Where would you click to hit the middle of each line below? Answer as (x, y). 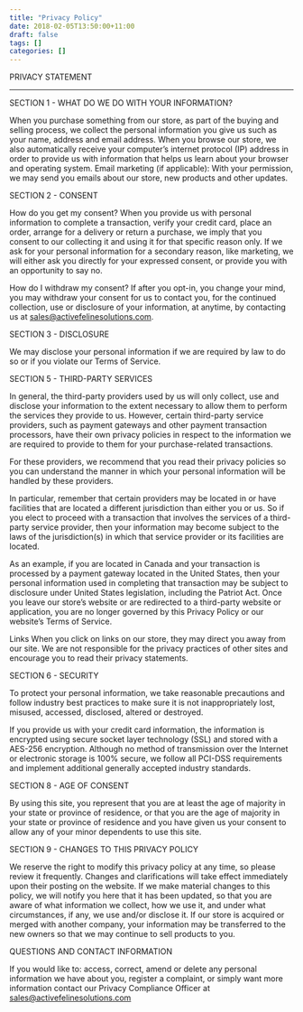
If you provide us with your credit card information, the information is (137, 730)
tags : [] (26, 43)
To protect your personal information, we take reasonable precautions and (147, 693)
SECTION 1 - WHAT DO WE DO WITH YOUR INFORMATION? (121, 103)
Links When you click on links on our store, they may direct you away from (148, 639)
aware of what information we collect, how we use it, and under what (138, 905)
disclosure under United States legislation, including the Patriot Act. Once (146, 593)
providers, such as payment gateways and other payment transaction (138, 425)
